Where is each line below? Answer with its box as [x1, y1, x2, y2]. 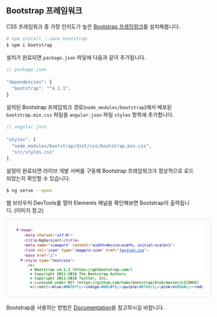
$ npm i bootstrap [6, 42, 52, 48]
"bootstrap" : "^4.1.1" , [11, 86, 71, 92]
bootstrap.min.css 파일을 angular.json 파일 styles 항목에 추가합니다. [6, 111, 174, 118]
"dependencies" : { [6, 79, 52, 86]
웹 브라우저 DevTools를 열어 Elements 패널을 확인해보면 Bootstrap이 [6, 199, 169, 207]
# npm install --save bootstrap [6, 36, 87, 42]
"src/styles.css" [11, 149, 55, 155]
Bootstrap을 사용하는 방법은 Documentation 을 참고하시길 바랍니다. [6, 304, 165, 312]
